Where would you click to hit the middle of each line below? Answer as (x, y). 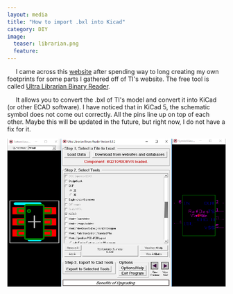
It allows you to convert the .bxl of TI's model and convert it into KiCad (116, 100)
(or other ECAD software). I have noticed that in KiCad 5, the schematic (109, 107)
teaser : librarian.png (46, 44)
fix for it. (19, 129)
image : (17, 37)
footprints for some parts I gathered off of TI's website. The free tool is (108, 79)
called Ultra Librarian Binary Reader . (59, 86)
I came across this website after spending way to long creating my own (118, 72)
